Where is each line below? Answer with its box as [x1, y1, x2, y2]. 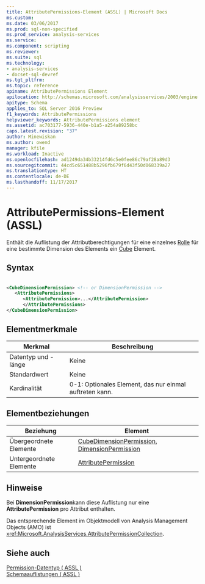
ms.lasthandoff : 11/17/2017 [6, 179, 78, 186]
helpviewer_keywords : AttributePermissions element [6, 117, 140, 123]
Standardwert [9, 370, 49, 378]
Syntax [6, 263, 34, 273]
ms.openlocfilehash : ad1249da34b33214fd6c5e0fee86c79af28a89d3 [6, 156, 171, 162]
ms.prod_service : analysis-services [6, 32, 99, 38]
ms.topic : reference [6, 83, 59, 89]
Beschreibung [112, 342, 154, 351]
